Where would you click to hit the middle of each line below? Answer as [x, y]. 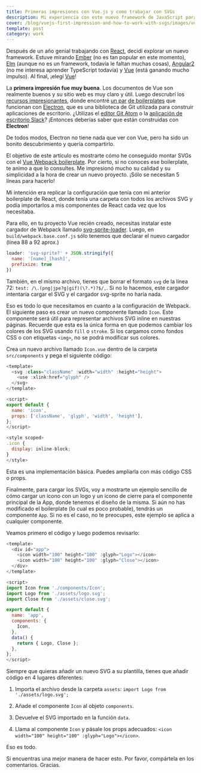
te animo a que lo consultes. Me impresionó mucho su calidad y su [88, 169]
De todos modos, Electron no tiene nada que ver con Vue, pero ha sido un [98, 138]
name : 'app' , [28, 615]
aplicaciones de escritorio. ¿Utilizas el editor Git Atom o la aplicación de [94, 114]
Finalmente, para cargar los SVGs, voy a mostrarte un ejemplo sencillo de [97, 489]
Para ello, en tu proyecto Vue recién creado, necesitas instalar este [89, 223]
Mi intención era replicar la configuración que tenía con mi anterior [88, 193]
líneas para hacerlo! [31, 181]
